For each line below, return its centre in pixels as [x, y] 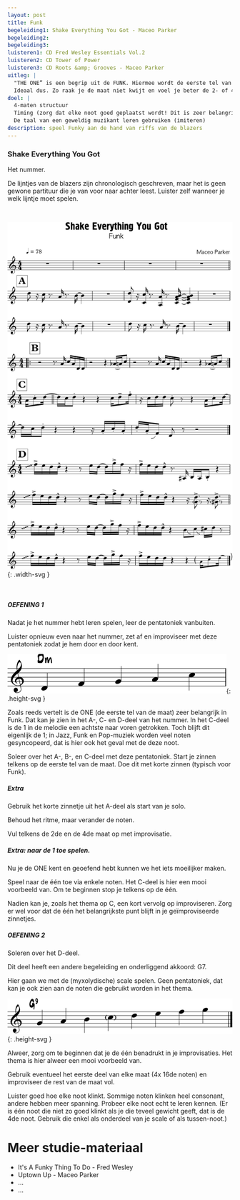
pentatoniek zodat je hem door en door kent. [73, 644]
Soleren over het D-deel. [44, 953]
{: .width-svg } [29, 574]
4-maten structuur [41, 106]
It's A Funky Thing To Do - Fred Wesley [75, 1167]
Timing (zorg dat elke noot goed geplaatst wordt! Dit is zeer [110, 113]
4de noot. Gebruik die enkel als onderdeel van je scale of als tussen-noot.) [117, 1119]
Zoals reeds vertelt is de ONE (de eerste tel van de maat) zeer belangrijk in [117, 712]
